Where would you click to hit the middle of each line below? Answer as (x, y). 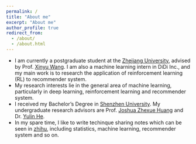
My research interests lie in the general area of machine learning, (93, 85)
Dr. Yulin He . (30, 116)
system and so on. (37, 135)
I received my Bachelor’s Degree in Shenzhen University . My (87, 104)
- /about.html (28, 44)
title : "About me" (28, 17)
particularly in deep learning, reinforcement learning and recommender (100, 92)
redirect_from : (25, 33)
